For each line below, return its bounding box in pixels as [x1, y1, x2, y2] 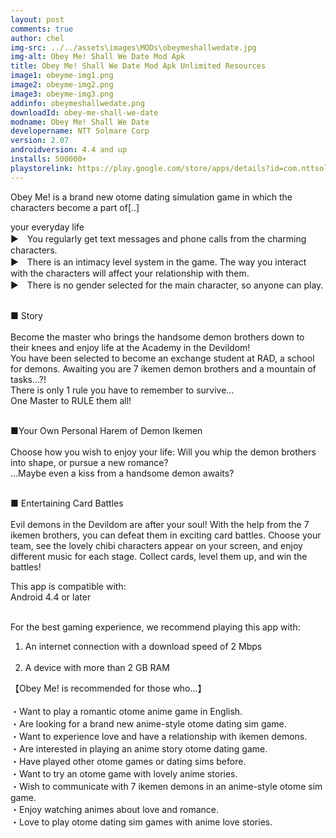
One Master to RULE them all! [10, 394, 132, 406]
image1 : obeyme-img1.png [10, 71, 114, 81]
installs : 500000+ [10, 154, 87, 164]
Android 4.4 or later [10, 591, 92, 603]
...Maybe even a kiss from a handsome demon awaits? [10, 467, 235, 479]
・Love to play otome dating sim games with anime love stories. [10, 816, 273, 828]
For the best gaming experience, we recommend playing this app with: [10, 621, 301, 633]
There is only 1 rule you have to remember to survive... [10, 384, 235, 396]
